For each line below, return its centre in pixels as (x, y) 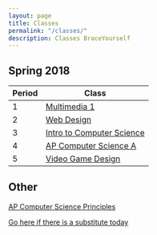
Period (25, 93)
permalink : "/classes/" (48, 30)
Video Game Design (83, 159)
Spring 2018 (39, 70)
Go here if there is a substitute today (68, 222)
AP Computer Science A (91, 146)
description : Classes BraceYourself (69, 38)
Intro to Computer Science (95, 133)
